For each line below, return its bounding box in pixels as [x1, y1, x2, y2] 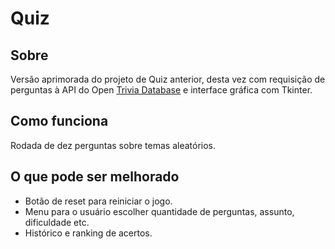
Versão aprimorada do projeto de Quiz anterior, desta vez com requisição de [10, 73, 326, 85]
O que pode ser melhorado [10, 168, 180, 186]
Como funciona [10, 113, 109, 130]
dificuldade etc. [24, 216, 90, 228]
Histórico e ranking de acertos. [24, 227, 153, 239]
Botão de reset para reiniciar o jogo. [24, 195, 173, 207]
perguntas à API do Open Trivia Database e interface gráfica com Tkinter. [10, 84, 313, 96]
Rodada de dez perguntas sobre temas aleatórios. [10, 139, 217, 151]
